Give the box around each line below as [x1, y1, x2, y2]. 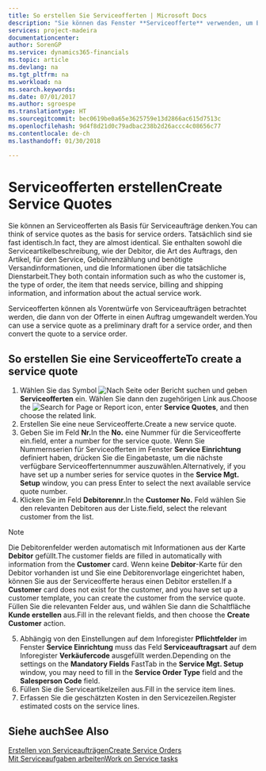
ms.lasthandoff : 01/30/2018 [8, 136, 101, 145]
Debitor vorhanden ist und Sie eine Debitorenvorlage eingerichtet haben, [8, 568, 245, 577]
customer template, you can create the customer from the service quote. [8, 593, 245, 603]
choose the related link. [19, 411, 97, 420]
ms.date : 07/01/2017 [8, 93, 77, 101]
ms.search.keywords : [8, 85, 77, 94]
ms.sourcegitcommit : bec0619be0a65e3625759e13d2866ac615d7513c [8, 115, 222, 123]
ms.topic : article [8, 56, 69, 64]
